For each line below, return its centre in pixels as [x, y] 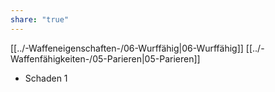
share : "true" [40, 19]
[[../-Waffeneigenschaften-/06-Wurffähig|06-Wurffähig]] [127, 48]
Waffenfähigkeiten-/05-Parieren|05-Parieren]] [105, 58]
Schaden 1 [46, 78]
